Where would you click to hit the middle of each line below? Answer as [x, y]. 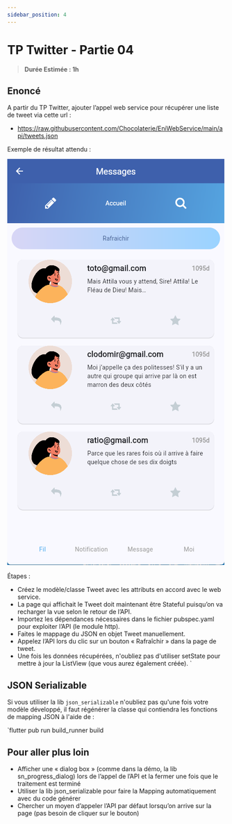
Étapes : [19, 576]
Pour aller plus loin [48, 752]
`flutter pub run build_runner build [56, 730]
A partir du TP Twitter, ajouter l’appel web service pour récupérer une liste [113, 108]
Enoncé [24, 91]
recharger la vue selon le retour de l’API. [74, 612]
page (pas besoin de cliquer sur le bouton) [78, 813]
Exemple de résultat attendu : [49, 149]
